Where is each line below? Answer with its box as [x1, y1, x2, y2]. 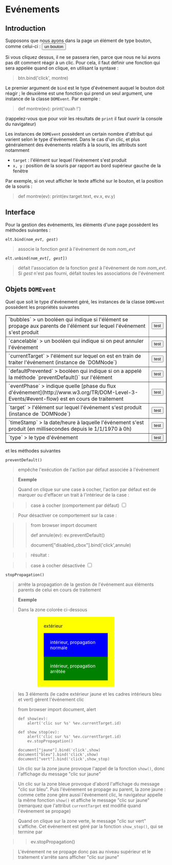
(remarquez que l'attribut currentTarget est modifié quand [17, 802, 141, 809]
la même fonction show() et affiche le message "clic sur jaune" [17, 797, 150, 803]
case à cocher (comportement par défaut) [30, 502, 120, 508]
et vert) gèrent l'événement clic [17, 696, 84, 702]
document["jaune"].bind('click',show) [17, 747, 101, 752]
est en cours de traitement [60, 395, 124, 402]
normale [50, 645, 68, 651]
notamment [5, 147, 30, 153]
